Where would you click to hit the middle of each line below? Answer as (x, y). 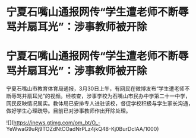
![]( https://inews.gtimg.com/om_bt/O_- (53, 123)
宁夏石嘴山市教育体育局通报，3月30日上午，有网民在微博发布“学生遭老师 (96, 89)
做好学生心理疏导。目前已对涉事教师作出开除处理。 (69, 111)
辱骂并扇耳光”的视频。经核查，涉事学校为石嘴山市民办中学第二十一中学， (101, 96)
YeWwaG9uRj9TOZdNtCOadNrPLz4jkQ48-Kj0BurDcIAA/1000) (83, 129)
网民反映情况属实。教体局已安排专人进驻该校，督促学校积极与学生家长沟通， (100, 104)
